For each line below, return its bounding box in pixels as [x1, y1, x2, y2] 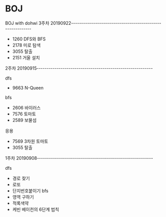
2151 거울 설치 [12, 54, 40, 60]
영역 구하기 [12, 194, 34, 200]
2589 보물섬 [12, 117, 37, 123]
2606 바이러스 [12, 105, 41, 110]
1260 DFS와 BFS [12, 36, 46, 42]
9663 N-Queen [12, 85, 44, 91]
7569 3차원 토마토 [12, 138, 49, 144]
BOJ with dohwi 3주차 [5, 20, 50, 26]
